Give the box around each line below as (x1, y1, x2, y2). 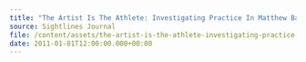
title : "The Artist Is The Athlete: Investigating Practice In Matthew (9, 13, 287, 23)
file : (9, 30, 30, 39)
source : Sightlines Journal (9, 22, 117, 31)
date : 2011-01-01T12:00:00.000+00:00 (9, 38, 153, 48)
